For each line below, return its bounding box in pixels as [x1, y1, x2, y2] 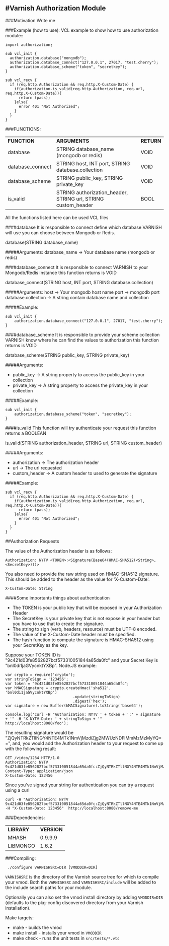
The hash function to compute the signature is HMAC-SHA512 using [12, 637, 154, 643]
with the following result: [5, 746, 56, 752]
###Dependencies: [5, 815, 45, 821]
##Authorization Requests [5, 538, 59, 544]
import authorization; [5, 42, 53, 47]
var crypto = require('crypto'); [5, 672, 75, 677]
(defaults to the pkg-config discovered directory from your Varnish [5, 899, 143, 906]
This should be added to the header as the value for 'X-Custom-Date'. [5, 576, 150, 582]
